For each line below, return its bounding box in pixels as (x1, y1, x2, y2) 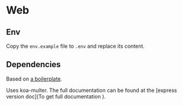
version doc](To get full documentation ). (6, 92, 106, 100)
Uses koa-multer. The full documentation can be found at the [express (6, 87, 177, 94)
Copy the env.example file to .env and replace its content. (6, 42, 145, 49)
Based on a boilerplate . (6, 75, 63, 82)
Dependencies (6, 59, 61, 69)
